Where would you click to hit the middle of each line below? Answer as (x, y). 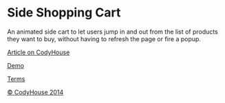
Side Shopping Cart (64, 13)
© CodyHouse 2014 (35, 92)
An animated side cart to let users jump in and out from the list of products (112, 32)
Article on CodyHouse (39, 52)
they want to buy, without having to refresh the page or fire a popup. (104, 38)
